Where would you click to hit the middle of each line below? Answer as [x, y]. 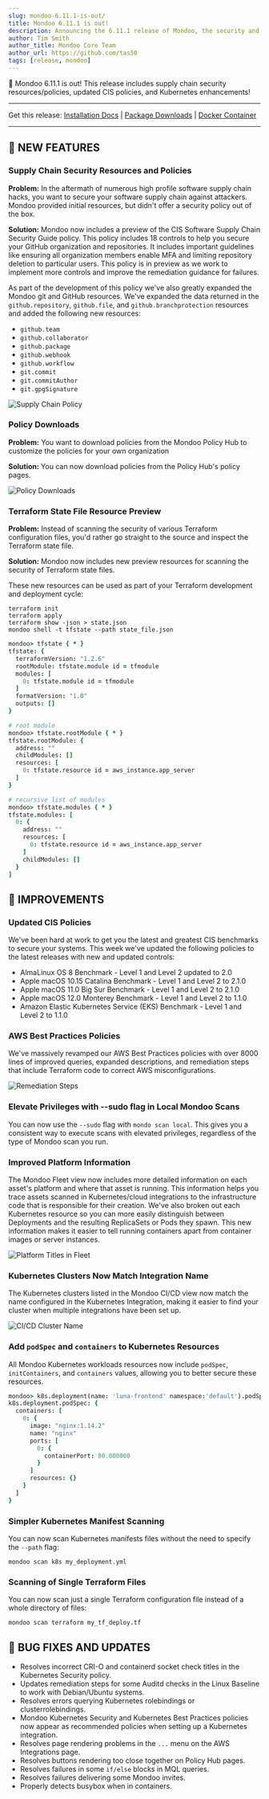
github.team [40, 329]
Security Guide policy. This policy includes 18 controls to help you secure [129, 238]
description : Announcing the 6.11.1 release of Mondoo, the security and [134, 31]
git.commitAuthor [49, 381]
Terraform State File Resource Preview [85, 511]
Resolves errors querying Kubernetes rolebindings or [107, 1701]
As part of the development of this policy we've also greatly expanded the [130, 288]
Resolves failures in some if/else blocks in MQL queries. [114, 1769]
